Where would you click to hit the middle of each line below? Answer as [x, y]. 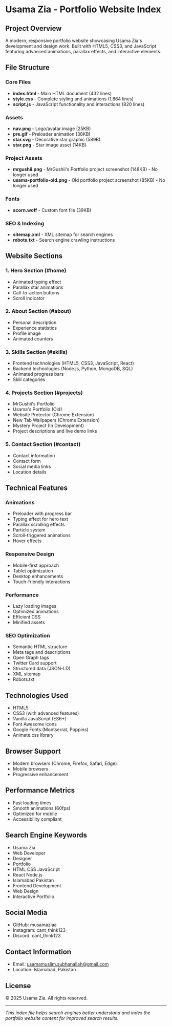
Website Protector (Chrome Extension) [53, 415]
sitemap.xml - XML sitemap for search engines [63, 234]
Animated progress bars [38, 374]
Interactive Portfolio [34, 896]
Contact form [27, 461]
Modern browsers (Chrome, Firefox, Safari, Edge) [65, 763]
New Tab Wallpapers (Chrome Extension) [56, 420]
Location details [30, 472]
